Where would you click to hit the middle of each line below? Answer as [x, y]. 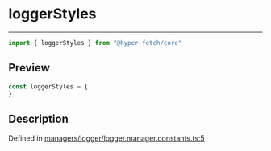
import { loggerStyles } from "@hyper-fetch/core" [95, 43]
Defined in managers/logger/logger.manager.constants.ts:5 [106, 138]
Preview [29, 68]
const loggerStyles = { [48, 86]
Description [38, 118]
